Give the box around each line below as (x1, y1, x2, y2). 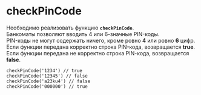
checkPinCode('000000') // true (6, 83, 88, 90)
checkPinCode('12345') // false (6, 73, 88, 79)
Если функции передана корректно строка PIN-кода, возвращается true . (6, 43, 196, 51)
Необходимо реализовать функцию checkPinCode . (6, 24, 134, 31)
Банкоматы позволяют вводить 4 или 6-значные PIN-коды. (6, 30, 160, 37)
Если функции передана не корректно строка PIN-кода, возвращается (6, 49, 189, 57)
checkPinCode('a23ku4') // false (6, 78, 91, 84)
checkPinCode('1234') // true (6, 67, 83, 73)
